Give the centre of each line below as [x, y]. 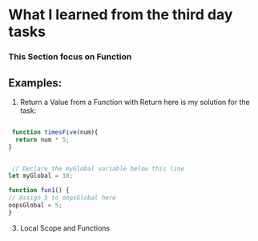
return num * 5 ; [42, 139]
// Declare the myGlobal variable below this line [98, 169]
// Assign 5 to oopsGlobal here [62, 198]
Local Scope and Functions [65, 228]
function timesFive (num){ [55, 132]
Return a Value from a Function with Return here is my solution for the [135, 102]
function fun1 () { [39, 191]
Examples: [35, 83]
